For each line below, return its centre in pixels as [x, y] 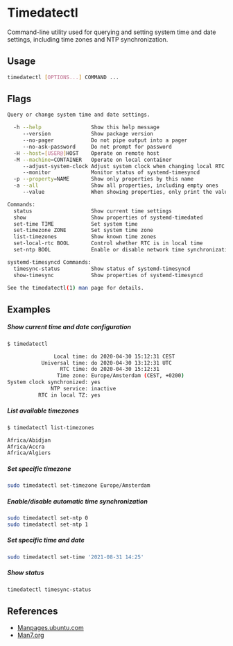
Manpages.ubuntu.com [51, 628]
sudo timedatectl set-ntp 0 [48, 518]
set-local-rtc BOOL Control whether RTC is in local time [108, 243]
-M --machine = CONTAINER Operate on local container [93, 160]
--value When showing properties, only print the [118, 192]
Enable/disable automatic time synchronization [77, 501]
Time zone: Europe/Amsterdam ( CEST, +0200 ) [121, 376]
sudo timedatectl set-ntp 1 [48, 524]
